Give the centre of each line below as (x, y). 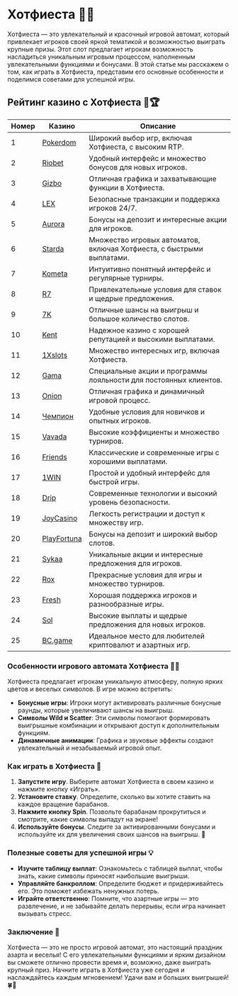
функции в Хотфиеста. (127, 187)
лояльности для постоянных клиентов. (156, 380)
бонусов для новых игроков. (138, 167)
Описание (158, 125)
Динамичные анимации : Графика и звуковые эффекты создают (115, 741)
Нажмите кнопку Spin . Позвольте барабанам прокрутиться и (112, 812)
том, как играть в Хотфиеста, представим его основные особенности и (116, 72)
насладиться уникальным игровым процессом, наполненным (101, 57)
